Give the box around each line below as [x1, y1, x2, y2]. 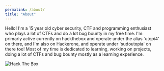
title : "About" [5, 12, 36, 17]
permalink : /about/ [5, 7, 45, 12]
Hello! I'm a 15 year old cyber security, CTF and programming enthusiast [5, 25, 151, 31]
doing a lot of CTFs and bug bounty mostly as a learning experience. [5, 51, 144, 57]
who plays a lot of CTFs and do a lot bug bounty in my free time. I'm [5, 30, 143, 36]
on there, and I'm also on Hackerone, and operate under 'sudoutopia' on [5, 41, 151, 47]
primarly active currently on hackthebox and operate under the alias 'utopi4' [5, 35, 160, 42]
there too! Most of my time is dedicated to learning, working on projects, [5, 46, 151, 52]
